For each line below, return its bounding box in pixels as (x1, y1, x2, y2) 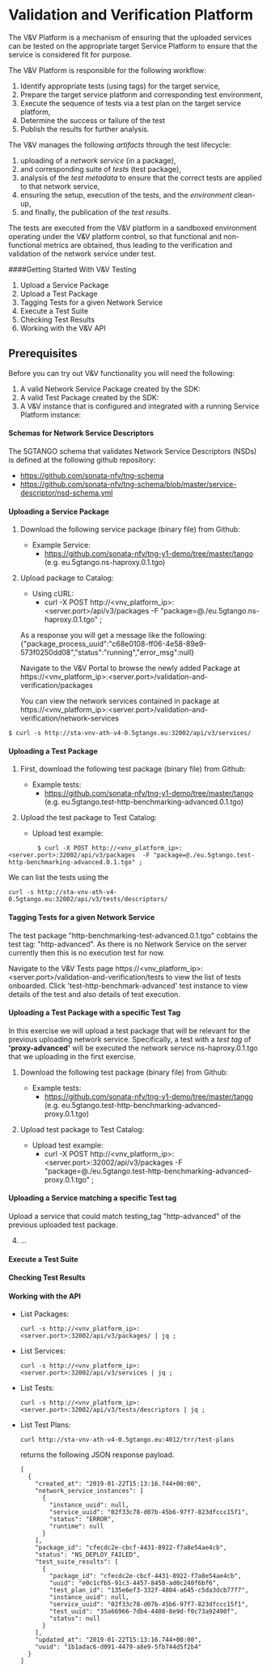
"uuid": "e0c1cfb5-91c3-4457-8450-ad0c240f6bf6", (49, 1579, 220, 1588)
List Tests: (19, 1383, 55, 1393)
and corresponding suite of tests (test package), (19, 164, 182, 173)
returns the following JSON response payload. (19, 1450, 175, 1460)
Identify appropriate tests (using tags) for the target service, (19, 81, 221, 91)
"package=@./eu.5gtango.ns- (160, 606, 260, 616)
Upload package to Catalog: (19, 573, 114, 583)
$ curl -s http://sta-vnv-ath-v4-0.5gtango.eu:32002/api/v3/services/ (8, 729, 252, 738)
